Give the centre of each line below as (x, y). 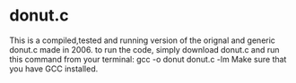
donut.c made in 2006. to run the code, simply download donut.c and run (144, 49)
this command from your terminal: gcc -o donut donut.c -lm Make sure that (148, 59)
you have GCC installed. (54, 69)
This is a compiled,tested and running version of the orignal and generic (143, 40)
